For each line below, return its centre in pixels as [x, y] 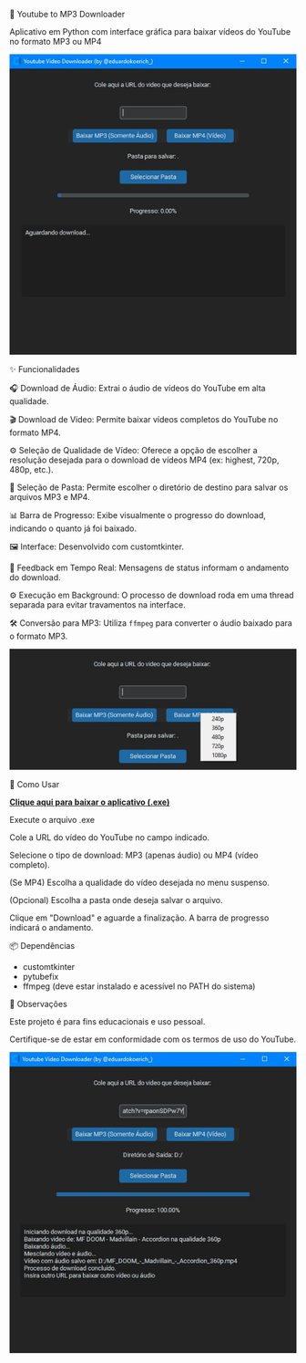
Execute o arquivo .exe [52, 820]
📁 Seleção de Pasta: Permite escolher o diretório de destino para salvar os [149, 487]
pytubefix [41, 977]
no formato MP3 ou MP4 [56, 42]
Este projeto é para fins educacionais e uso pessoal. [107, 1022]
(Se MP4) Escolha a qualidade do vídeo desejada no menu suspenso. [140, 883]
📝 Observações [39, 1004]
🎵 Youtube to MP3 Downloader [67, 14]
